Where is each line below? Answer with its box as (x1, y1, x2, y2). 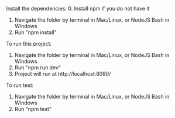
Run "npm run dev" (14, 64, 61, 71)
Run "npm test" (14, 106, 52, 112)
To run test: (6, 82, 34, 89)
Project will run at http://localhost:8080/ (14, 70, 111, 77)
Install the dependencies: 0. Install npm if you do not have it (6, 5, 150, 12)
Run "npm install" (14, 29, 57, 36)
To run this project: (6, 41, 52, 47)
